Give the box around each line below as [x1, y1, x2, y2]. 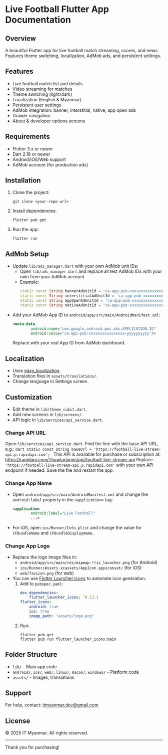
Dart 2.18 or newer [12, 151, 50, 157]
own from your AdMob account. [19, 274, 86, 280]
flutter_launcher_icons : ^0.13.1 [29, 595, 99, 600]
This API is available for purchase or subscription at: [53, 451, 161, 457]
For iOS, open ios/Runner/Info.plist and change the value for [12, 525, 142, 531]
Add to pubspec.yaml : [19, 581, 63, 587]
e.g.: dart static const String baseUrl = [5, 446, 92, 452]
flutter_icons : [19, 600, 51, 605]
